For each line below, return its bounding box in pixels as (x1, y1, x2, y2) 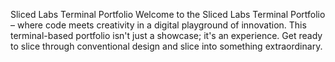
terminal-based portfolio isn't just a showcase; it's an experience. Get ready (10, 30, 323, 41)
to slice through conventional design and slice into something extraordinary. (10, 40, 323, 52)
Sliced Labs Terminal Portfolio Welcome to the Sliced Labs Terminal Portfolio (10, 9, 326, 20)
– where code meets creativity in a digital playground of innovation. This (10, 19, 307, 31)
